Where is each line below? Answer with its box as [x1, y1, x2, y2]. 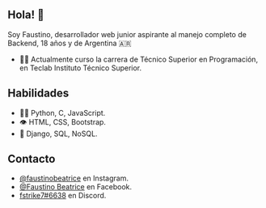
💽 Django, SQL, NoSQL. [19, 129, 98, 138]
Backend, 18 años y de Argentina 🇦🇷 [7, 38, 132, 48]
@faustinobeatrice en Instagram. [19, 173, 129, 183]
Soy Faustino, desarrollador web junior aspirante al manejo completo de [7, 29, 247, 39]
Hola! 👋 [7, 8, 45, 22]
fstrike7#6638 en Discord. [19, 191, 107, 201]
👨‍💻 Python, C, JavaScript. [19, 108, 106, 117]
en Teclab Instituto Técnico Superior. [19, 62, 142, 73]
